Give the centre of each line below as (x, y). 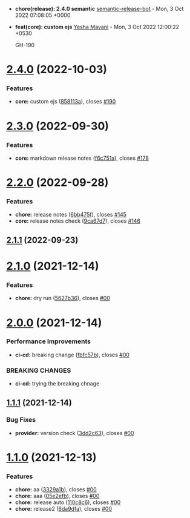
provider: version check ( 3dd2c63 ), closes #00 (74, 433)
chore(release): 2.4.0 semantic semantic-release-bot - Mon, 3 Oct (99, 9)
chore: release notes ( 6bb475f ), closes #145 (71, 215)
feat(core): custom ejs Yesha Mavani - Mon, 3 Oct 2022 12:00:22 (97, 27)
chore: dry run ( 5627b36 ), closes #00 (63, 298)
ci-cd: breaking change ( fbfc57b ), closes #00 (72, 355)
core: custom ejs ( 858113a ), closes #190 (65, 102)
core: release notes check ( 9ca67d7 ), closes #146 (78, 221)
